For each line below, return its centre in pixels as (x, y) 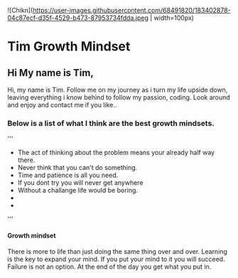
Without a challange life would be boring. (78, 191)
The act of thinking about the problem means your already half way (116, 153)
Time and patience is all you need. (68, 175)
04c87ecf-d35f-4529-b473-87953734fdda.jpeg (78, 18)
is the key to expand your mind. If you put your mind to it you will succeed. (116, 259)
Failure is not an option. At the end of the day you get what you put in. (109, 267)
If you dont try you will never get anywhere (80, 183)
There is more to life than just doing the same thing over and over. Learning (117, 251)
